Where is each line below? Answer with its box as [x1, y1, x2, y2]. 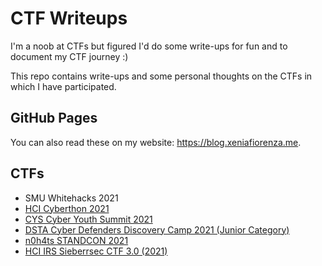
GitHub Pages [10, 110, 98, 127]
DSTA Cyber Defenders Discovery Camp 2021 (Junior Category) [24, 223, 290, 236]
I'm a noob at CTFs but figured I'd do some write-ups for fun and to [10, 40, 288, 52]
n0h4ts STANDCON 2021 [24, 234, 129, 246]
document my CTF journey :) [10, 50, 129, 62]
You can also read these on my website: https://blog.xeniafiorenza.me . [10, 136, 302, 148]
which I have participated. [10, 80, 117, 92]
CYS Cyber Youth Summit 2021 [24, 213, 153, 225]
